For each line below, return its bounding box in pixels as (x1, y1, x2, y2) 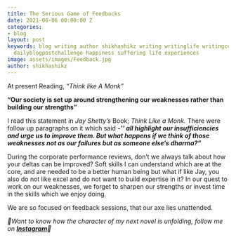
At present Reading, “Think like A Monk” (7, 81, 124, 90)
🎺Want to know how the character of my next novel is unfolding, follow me (7, 217, 223, 225)
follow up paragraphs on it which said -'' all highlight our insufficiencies (7, 124, 219, 132)
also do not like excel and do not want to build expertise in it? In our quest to (7, 175, 228, 183)
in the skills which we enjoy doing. (7, 189, 107, 198)
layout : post (7, 36, 46, 44)
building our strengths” (7, 102, 77, 111)
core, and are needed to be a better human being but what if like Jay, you (7, 167, 220, 175)
